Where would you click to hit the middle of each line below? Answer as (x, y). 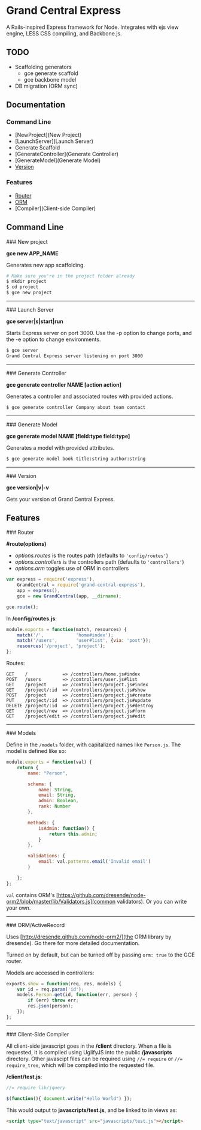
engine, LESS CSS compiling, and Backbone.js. (64, 33)
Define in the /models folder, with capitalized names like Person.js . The (94, 745)
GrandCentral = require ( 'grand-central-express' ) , (81, 585)
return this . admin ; (73, 834)
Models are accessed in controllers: (50, 973)
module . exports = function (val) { (49, 762)
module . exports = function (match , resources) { (67, 629)
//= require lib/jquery (36, 1087)
